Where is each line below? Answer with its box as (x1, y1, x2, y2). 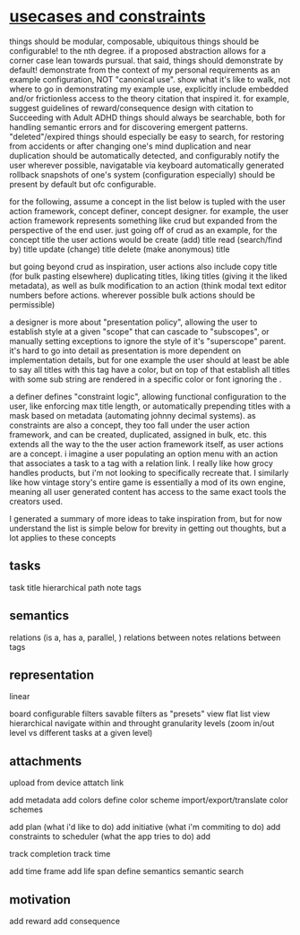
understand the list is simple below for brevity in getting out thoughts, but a (9, 523, 287, 533)
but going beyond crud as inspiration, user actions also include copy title (9, 261, 278, 272)
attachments (9, 753, 82, 768)
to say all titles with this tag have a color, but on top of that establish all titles (9, 364, 291, 375)
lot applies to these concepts (9, 532, 116, 543)
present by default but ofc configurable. (9, 178, 157, 189)
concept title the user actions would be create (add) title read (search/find (9, 234, 283, 245)
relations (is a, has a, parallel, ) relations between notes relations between (9, 632, 281, 643)
